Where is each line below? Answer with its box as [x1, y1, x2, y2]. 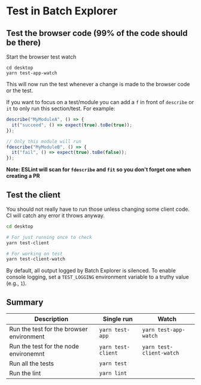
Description [34, 315, 69, 323]
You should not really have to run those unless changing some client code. [6, 205, 190, 213]
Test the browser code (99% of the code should [6, 28, 188, 38]
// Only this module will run [6, 138, 82, 144]
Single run [102, 315, 133, 323]
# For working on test [6, 250, 63, 257]
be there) [6, 37, 41, 47]
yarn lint [99, 370, 127, 377]
